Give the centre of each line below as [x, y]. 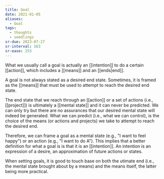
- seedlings [22, 37]
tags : [11, 28]
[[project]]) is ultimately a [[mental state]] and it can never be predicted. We [82, 105]
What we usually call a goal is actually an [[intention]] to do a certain [74, 65]
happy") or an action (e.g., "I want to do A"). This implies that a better [75, 141]
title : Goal [17, 10]
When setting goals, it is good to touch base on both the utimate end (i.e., [80, 161]
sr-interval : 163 [23, 46]
